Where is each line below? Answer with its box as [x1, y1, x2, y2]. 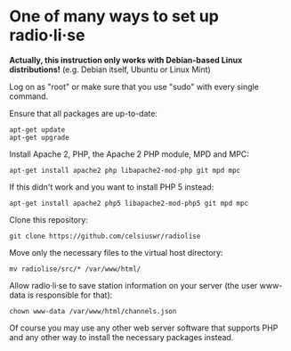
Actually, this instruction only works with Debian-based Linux [9, 54, 243, 65]
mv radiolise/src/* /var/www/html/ [9, 265, 141, 273]
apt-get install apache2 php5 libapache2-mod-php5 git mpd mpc [9, 199, 249, 208]
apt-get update [9, 125, 66, 135]
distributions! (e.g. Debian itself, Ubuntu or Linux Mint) [9, 64, 211, 75]
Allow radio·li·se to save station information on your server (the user [9, 280, 258, 290]
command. [9, 91, 49, 102]
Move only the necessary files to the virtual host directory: [9, 247, 223, 257]
